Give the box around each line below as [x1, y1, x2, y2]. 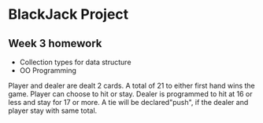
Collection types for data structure [19, 57, 131, 67]
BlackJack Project [8, 5, 129, 24]
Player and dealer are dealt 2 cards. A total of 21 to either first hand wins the [8, 81, 256, 90]
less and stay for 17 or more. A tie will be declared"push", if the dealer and [8, 98, 249, 107]
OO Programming [19, 66, 77, 75]
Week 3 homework [8, 37, 102, 50]
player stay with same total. [8, 106, 98, 115]
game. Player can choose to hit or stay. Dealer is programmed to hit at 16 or [8, 89, 254, 99]
